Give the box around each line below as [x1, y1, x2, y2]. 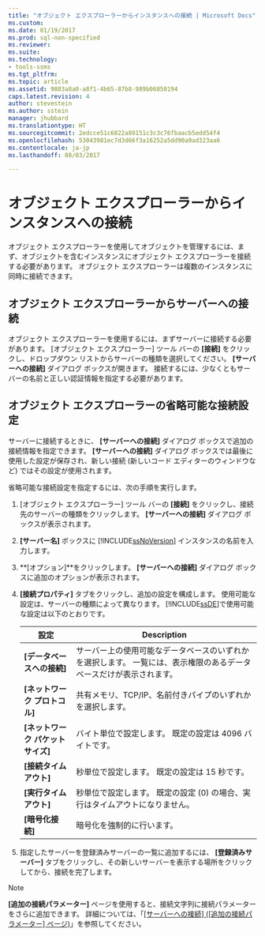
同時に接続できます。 [8, 272, 77, 281]
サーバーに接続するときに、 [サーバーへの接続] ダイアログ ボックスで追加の [8, 436, 254, 445]
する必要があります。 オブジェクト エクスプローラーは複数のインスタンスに [8, 261, 253, 271]
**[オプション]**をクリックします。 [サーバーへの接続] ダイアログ [19, 562, 234, 572]
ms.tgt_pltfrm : [8, 70, 58, 78]
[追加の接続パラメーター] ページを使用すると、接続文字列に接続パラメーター [8, 899, 256, 908]
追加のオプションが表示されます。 [33, 572, 144, 581]
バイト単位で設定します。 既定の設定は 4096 [76, 727, 242, 739]
